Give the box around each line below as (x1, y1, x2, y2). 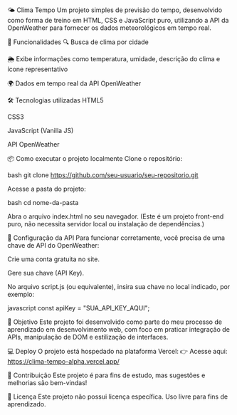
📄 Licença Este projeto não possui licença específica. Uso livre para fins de (7, 392, 228, 401)
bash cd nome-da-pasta (7, 199, 79, 206)
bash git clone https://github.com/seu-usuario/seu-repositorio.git (7, 171, 199, 179)
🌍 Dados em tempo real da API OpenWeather (7, 79, 142, 88)
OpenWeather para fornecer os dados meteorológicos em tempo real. (7, 23, 212, 32)
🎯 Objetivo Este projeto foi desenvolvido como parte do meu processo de (7, 317, 223, 326)
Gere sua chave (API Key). (7, 269, 84, 277)
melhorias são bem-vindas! (7, 379, 88, 387)
